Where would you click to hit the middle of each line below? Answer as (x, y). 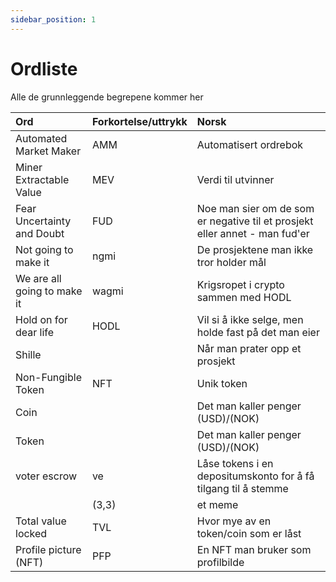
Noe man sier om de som (255, 208)
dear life (35, 332)
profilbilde (220, 562)
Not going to (44, 249)
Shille (28, 354)
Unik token (222, 383)
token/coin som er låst (249, 533)
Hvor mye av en (234, 521)
